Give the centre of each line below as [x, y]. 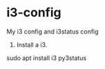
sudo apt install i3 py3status [47, 58]
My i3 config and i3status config [52, 31]
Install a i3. [32, 44]
